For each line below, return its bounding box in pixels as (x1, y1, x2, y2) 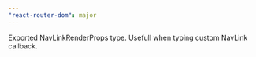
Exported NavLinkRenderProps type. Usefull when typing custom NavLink (8, 33, 248, 42)
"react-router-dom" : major (8, 11, 97, 20)
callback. (8, 41, 38, 51)
